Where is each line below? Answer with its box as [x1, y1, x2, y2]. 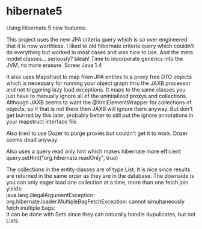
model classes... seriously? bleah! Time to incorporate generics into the [6, 55, 183, 62]
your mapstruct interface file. [6, 118, 79, 125]
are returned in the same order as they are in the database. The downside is [6, 172, 194, 179]
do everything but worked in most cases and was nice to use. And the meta [6, 48, 194, 55]
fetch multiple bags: [6, 204, 56, 212]
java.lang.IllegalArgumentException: [6, 191, 95, 198]
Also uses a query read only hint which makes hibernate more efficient [6, 148, 182, 155]
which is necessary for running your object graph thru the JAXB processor [6, 80, 191, 87]
